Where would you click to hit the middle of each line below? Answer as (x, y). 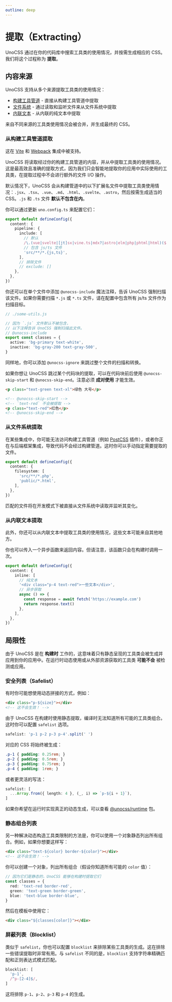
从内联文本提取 (24, 520)
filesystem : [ (30, 471)
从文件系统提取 (24, 427)
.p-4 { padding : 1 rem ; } (32, 769)
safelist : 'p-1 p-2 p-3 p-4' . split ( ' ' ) (49, 734)
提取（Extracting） (46, 37)
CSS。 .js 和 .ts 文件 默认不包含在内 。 (46, 199)
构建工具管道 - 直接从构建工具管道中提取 (56, 101)
